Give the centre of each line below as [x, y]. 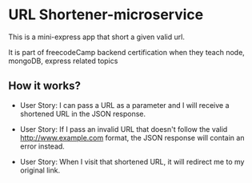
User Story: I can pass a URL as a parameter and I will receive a [124, 105]
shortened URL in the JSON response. [83, 113]
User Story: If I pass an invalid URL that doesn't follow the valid [124, 129]
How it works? [45, 86]
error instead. [42, 146]
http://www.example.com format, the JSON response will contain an [132, 137]
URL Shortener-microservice [106, 15]
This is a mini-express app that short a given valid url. [97, 37]
